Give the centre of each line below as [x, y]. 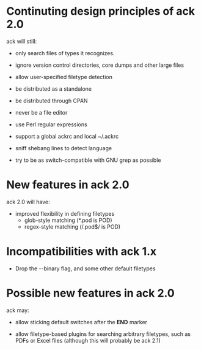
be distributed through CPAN [51, 101]
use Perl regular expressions [51, 124]
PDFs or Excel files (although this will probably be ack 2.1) [88, 340]
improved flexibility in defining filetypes [65, 213]
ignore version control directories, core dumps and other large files [100, 65]
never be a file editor [41, 112]
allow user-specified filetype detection [64, 77]
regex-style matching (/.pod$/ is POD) [72, 226]
